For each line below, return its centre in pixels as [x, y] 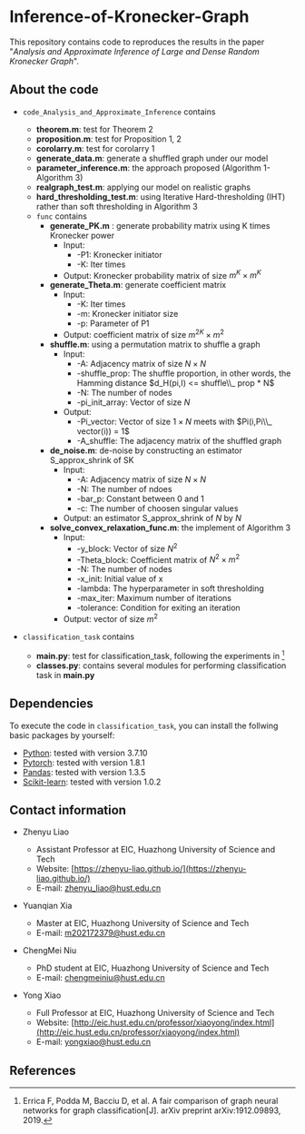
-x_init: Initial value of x [120, 579]
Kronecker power [82, 235]
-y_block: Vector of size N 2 [127, 548]
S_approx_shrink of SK [92, 460]
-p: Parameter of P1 [113, 323]
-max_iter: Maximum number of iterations [154, 598]
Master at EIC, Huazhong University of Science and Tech [143, 923]
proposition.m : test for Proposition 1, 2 [108, 139]
